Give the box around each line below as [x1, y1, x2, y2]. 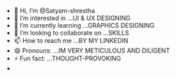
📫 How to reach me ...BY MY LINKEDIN [13, 37, 129, 44]
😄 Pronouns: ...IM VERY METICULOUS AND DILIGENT [13, 46, 170, 55]
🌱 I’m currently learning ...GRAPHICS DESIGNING [13, 22, 155, 29]
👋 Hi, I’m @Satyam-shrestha [13, 7, 96, 15]
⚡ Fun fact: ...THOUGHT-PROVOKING [13, 54, 122, 62]
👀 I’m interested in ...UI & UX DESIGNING [13, 14, 131, 22]
